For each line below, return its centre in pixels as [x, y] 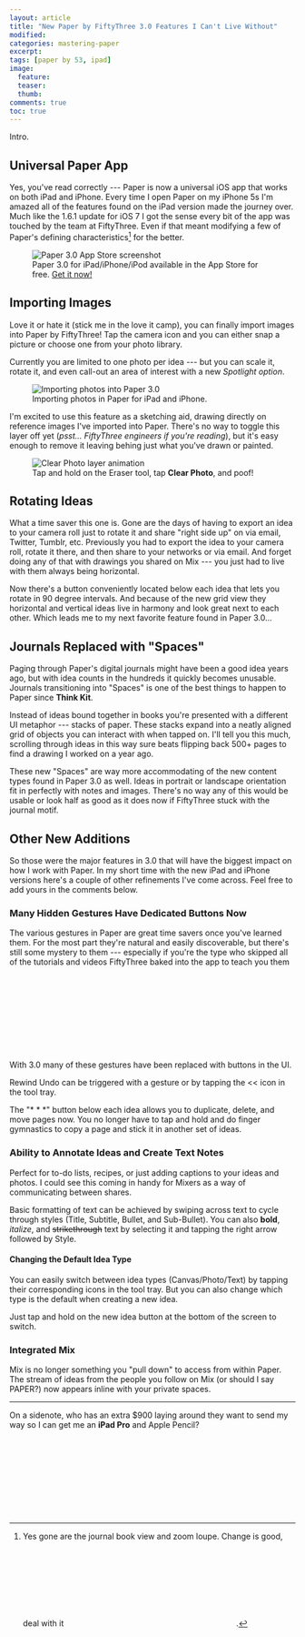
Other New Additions [70, 839]
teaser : [32, 86]
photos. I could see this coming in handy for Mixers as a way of [128, 1182]
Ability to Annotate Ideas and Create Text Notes [117, 1153]
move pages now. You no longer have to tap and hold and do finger [135, 1119]
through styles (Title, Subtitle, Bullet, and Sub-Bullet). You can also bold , [145, 1219]
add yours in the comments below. [74, 889]
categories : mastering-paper [64, 43]
